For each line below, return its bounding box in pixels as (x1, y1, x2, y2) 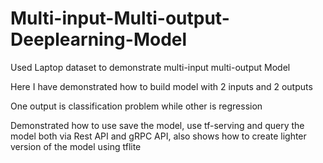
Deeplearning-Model (10, 28, 188, 51)
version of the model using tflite (10, 140, 142, 152)
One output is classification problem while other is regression (10, 100, 263, 112)
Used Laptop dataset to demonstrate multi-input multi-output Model (10, 61, 291, 73)
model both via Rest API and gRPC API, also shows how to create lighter (10, 130, 307, 142)
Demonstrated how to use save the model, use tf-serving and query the (10, 119, 305, 131)
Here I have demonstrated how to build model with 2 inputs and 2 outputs (10, 80, 313, 92)
